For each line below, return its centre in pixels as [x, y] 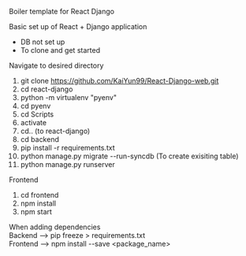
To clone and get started [60, 50]
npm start [36, 211]
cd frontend [39, 195]
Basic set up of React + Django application [78, 26]
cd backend [40, 139]
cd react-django [47, 89]
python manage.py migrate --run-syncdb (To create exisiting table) [129, 156]
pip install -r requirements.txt [67, 148]
